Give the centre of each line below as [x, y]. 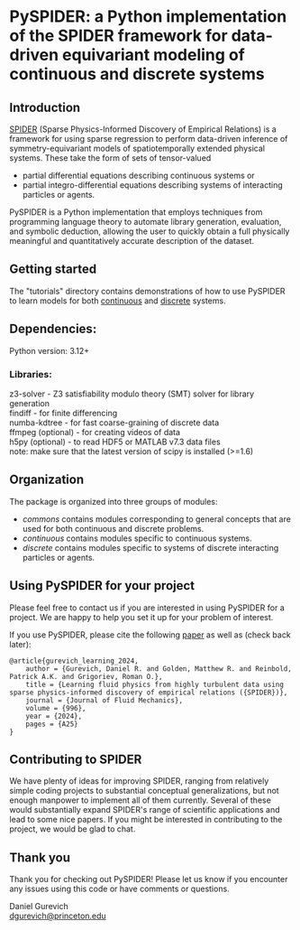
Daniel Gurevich [39, 907]
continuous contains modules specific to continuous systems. [137, 538]
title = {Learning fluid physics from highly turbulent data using [155, 684]
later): [20, 644]
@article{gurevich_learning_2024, [74, 661]
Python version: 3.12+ [50, 350]
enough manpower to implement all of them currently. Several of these [141, 800]
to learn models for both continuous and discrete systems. [118, 301]
